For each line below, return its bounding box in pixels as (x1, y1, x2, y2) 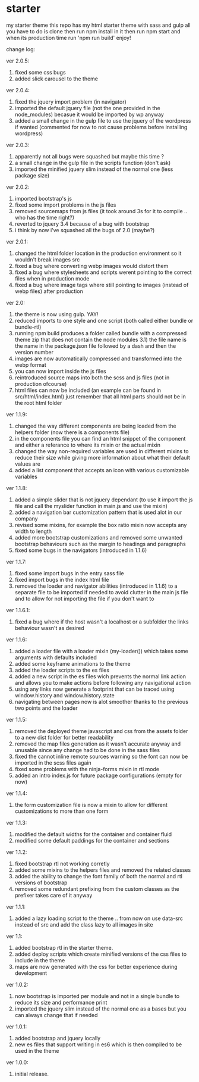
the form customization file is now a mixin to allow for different (14, 801, 168, 808)
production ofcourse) (14, 380, 67, 387)
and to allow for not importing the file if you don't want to (14, 595, 154, 602)
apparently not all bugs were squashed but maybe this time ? (14, 152, 165, 160)
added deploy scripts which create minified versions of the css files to (14, 950, 187, 958)
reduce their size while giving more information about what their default (14, 454, 190, 461)
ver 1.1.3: (6, 819, 27, 826)
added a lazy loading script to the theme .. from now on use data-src (14, 915, 183, 922)
